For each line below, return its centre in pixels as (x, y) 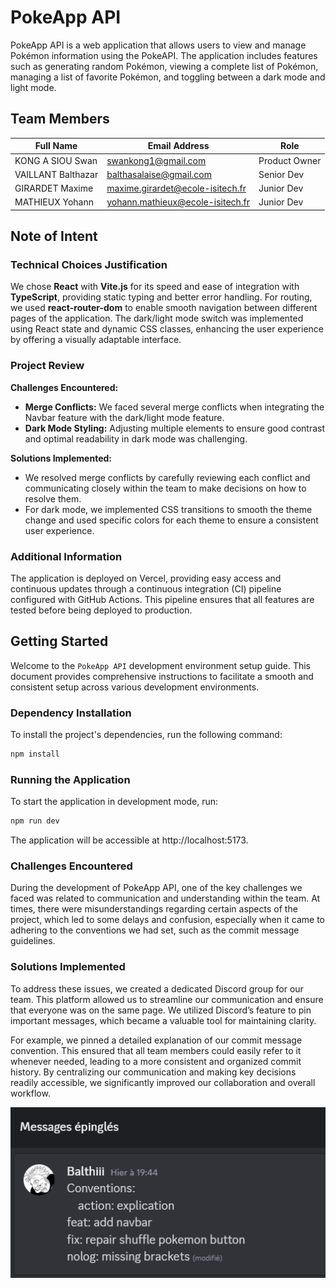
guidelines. (33, 941)
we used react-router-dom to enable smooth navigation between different (164, 308)
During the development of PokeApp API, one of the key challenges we (156, 888)
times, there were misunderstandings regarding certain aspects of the (154, 909)
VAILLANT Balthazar (56, 174)
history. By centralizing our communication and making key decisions (153, 1072)
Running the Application (70, 779)
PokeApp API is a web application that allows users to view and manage (158, 45)
